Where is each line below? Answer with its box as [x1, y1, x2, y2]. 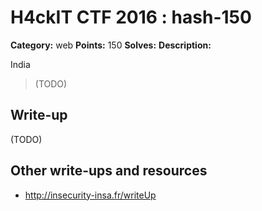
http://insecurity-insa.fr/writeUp [24, 189, 157, 201]
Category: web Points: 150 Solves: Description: [10, 39, 212, 51]
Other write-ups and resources [10, 162, 208, 180]
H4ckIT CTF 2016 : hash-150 [10, 6, 252, 29]
